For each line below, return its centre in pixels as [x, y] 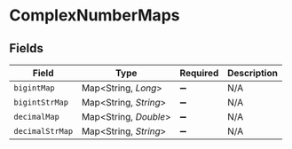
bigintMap [34, 88]
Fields [27, 48]
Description [253, 73]
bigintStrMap [41, 102]
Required [199, 73]
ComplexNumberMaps [95, 16]
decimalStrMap [43, 131]
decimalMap [36, 117]
